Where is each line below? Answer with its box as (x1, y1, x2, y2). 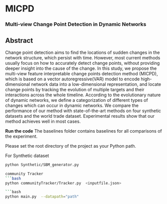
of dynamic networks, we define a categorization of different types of (5, 97, 148, 103)
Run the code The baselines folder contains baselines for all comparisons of (5, 128, 162, 134)
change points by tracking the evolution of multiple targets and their (5, 86, 145, 92)
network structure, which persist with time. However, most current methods (5, 54, 161, 60)
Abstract (5, 36, 33, 45)
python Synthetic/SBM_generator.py (5, 162, 79, 167)
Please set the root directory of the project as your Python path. (5, 143, 136, 149)
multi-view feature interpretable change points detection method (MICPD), (5, 70, 158, 76)
